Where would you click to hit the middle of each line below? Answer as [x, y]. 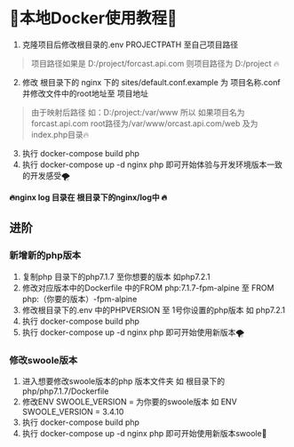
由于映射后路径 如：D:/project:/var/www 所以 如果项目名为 [138, 112]
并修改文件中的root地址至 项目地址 [85, 93]
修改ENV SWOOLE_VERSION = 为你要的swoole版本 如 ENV [129, 402]
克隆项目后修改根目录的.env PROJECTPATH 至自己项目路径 [130, 44]
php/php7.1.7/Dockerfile [65, 391]
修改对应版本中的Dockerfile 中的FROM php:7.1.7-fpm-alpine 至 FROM [148, 287]
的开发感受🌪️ [46, 175]
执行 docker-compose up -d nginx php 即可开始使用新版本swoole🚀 [144, 433]
